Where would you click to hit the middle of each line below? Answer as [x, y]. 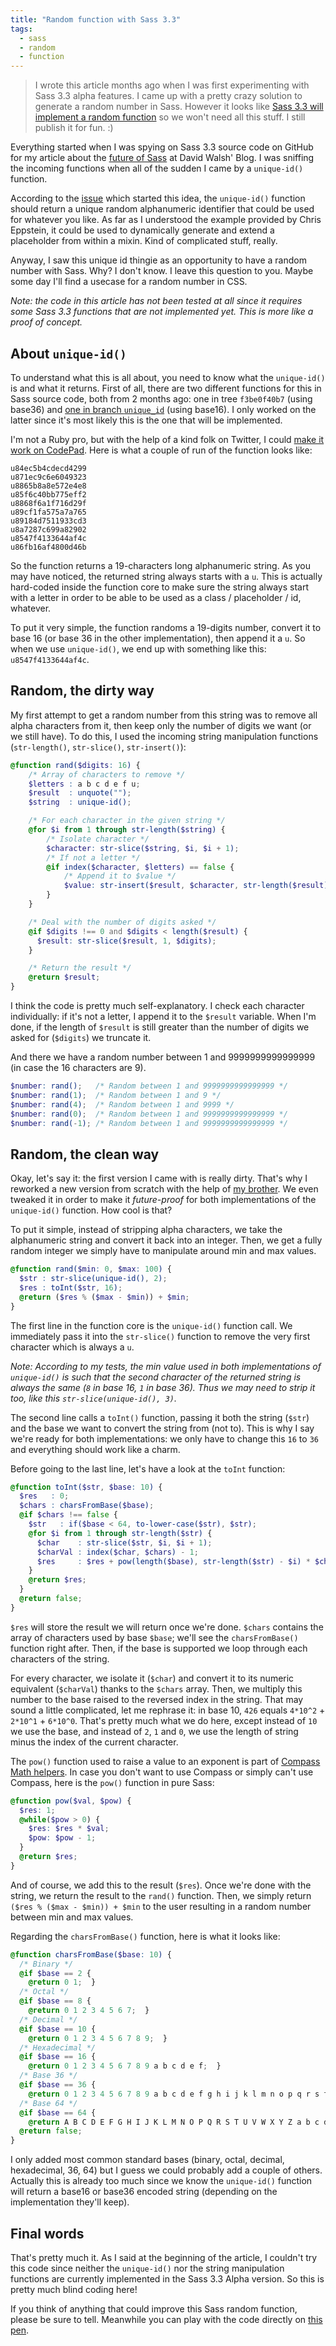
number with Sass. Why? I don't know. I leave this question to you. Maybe [162, 271]
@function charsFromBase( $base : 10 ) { [91, 1954]
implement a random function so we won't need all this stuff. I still [170, 117]
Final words [47, 2233]
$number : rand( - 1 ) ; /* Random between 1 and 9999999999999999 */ [149, 1123]
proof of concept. [46, 322]
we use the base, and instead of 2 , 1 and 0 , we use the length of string [154, 1731]
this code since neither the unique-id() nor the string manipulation [147, 2268]
